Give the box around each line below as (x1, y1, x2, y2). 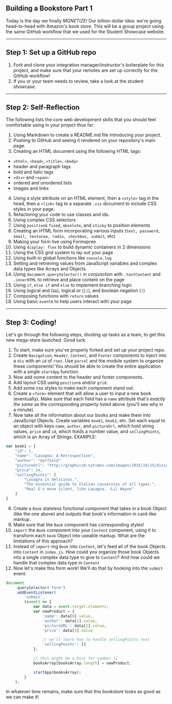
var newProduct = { (33, 609, 75, 614)
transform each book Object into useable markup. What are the (13, 532, 145, 538)
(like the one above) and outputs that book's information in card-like (13, 511, 157, 517)
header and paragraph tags (13, 164, 71, 170)
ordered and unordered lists (13, 180, 72, 186)
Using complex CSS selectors (13, 217, 76, 223)
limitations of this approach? (13, 538, 73, 544)
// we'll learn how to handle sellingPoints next (42, 637, 150, 642)
